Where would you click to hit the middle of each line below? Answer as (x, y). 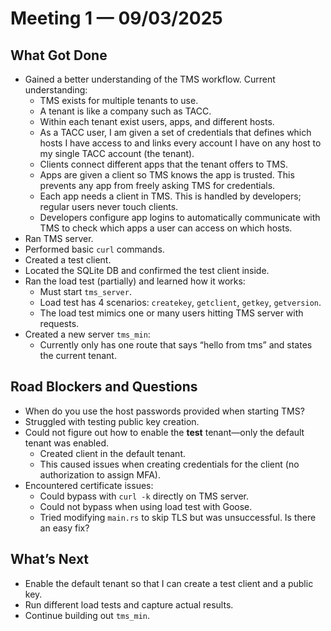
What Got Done (59, 55)
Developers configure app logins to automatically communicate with (180, 217)
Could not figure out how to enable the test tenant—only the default (164, 432)
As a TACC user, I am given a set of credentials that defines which (175, 132)
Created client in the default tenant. (112, 453)
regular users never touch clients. (109, 206)
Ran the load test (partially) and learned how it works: (135, 281)
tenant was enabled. (66, 443)
